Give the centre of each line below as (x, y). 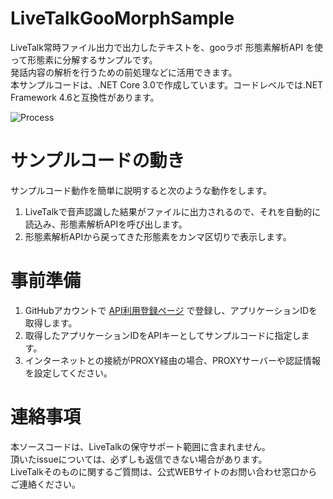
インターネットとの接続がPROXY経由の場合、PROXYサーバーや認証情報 (172, 360)
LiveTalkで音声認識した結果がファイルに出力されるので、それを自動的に (173, 211)
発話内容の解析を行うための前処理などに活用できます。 (124, 72)
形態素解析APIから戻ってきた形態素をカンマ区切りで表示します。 (158, 236)
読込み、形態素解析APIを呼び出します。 (106, 224)
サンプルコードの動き (97, 161)
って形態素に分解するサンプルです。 (84, 59)
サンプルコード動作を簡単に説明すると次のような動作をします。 (141, 190)
